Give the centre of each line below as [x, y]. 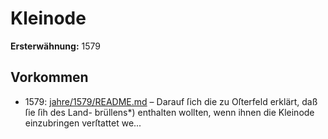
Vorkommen [49, 77]
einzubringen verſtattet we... [83, 123]
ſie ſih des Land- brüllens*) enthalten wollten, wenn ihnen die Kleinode [169, 112]
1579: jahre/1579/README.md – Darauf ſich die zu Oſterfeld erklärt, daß [171, 101]
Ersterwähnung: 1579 [55, 46]
